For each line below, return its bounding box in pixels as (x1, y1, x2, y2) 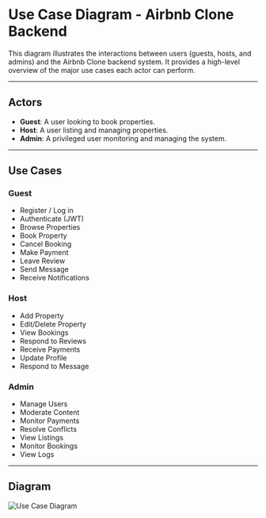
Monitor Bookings (19, 441, 78, 451)
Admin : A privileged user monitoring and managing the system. (19, 133, 227, 143)
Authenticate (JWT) (19, 214, 85, 223)
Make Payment (19, 248, 69, 257)
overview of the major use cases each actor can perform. (8, 65, 196, 74)
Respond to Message (19, 361, 89, 371)
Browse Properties (19, 223, 81, 232)
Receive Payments (19, 345, 81, 354)
